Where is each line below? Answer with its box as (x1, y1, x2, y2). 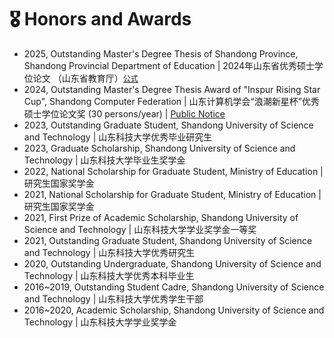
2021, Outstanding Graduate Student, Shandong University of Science (23, 234, 313, 246)
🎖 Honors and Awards (9, 8, 192, 31)
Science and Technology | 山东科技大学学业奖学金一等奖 (23, 223, 257, 235)
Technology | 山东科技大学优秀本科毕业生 (23, 269, 195, 281)
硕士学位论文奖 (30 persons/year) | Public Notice (23, 107, 226, 120)
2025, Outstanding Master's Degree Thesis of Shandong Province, (23, 47, 299, 60)
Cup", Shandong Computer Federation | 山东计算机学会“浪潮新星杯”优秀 (23, 95, 320, 107)
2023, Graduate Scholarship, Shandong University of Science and (23, 142, 296, 154)
